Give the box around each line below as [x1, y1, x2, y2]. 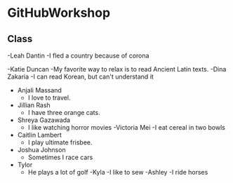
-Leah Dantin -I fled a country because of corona [7, 51, 149, 60]
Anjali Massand [17, 86, 62, 94]
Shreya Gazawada [17, 116, 71, 124]
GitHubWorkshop [7, 5, 111, 21]
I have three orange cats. [27, 109, 100, 116]
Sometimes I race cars [27, 153, 93, 161]
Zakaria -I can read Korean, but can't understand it [7, 72, 154, 81]
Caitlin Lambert [17, 131, 62, 139]
